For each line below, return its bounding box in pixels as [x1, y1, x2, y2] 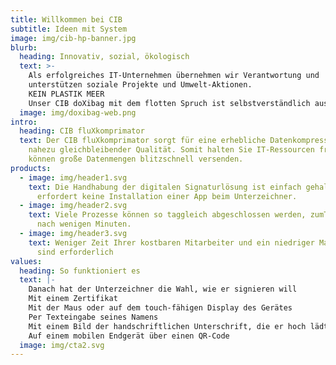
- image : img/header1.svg [19, 172, 128, 183]
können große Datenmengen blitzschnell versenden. [28, 154, 244, 164]
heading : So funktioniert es [19, 266, 141, 276]
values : [10, 256, 43, 266]
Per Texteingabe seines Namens [28, 312, 159, 322]
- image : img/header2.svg [19, 201, 128, 211]
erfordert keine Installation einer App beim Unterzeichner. [36, 191, 298, 201]
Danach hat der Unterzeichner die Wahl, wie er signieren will [28, 284, 298, 295]
